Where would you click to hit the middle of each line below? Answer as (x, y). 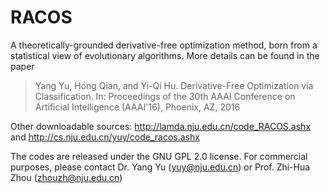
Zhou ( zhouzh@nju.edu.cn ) (66, 177)
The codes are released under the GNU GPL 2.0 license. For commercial (159, 156)
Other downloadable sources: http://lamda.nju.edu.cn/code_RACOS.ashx (161, 126)
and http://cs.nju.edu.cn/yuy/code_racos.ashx (105, 137)
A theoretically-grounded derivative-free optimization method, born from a (164, 45)
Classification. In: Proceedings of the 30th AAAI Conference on (165, 96)
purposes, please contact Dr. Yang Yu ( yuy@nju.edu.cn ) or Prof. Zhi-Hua (160, 167)
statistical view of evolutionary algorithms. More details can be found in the (165, 55)
